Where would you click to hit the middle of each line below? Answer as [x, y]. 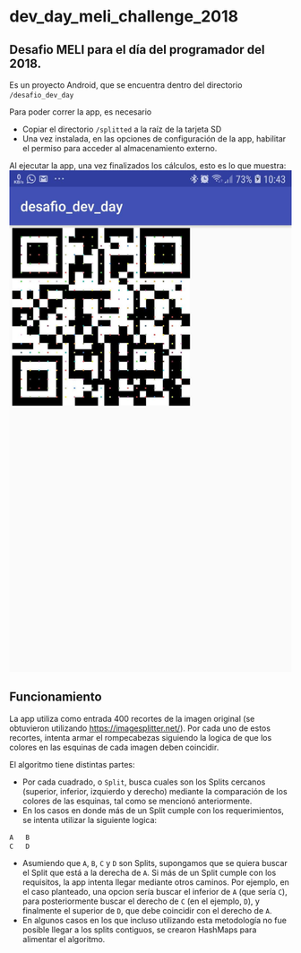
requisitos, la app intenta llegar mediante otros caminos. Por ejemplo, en [155, 882]
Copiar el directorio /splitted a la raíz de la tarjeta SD [122, 129]
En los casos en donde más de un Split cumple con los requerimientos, [153, 810]
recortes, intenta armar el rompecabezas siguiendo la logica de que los [141, 737]
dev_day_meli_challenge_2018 [124, 17]
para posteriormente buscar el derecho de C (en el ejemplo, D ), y [141, 901]
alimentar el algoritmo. [64, 939]
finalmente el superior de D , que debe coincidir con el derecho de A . [147, 910]
